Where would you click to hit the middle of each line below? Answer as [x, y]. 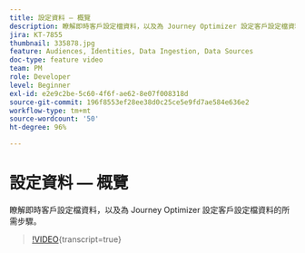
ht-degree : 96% [38, 128]
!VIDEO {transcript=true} [77, 239]
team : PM [26, 69]
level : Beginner [40, 85]
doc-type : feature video [56, 60]
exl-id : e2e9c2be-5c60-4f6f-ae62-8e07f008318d [99, 93]
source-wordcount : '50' [54, 119]
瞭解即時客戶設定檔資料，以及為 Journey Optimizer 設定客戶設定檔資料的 [146, 209]
